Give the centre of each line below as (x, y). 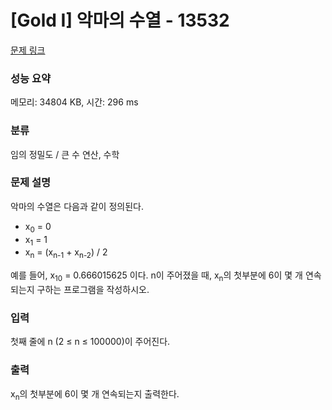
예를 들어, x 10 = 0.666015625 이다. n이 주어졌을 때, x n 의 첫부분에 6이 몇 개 (156, 276)
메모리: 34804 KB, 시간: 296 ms (74, 102)
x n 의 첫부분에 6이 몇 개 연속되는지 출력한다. (95, 394)
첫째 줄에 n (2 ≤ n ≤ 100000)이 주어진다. (90, 342)
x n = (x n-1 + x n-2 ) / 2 (66, 253)
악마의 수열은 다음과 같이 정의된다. (77, 206)
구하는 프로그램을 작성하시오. (93, 290)
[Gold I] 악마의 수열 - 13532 (120, 20)
